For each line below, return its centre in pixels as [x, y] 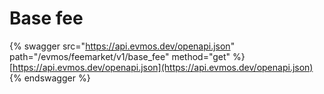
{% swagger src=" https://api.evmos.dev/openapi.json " [122, 46]
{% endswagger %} [50, 78]
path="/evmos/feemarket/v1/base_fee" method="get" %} [127, 56]
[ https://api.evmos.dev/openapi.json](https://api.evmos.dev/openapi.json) [161, 67]
